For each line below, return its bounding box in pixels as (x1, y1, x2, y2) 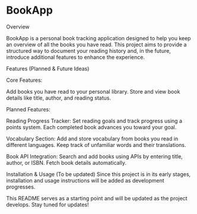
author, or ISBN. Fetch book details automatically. (6, 159, 126, 166)
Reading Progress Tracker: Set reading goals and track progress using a (6, 117, 183, 124)
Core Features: (6, 76, 43, 84)
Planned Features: (6, 106, 50, 113)
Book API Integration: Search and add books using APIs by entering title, (6, 152, 183, 160)
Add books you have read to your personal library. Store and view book (6, 88, 180, 95)
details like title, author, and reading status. (6, 94, 112, 101)
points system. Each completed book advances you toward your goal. (6, 123, 177, 130)
